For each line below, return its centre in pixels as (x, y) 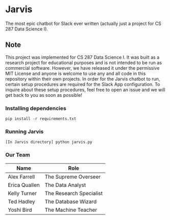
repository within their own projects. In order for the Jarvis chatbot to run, (83, 79)
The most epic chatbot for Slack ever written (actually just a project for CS (83, 23)
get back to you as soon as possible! (44, 95)
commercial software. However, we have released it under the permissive (82, 68)
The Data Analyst (65, 185)
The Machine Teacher (71, 210)
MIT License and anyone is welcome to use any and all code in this (76, 73)
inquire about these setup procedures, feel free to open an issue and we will (85, 90)
